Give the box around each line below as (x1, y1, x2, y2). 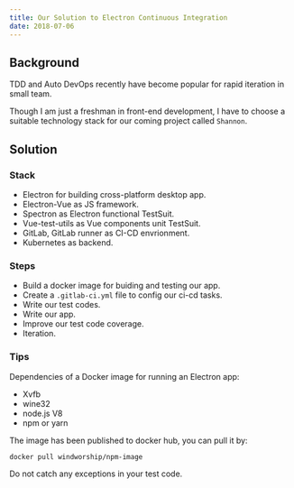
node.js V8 (22, 408, 63, 419)
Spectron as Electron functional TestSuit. (22, 208, 175, 219)
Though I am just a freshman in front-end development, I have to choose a (9, 106, 286, 117)
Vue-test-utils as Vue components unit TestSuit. (22, 218, 201, 228)
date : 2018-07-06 (9, 22, 75, 31)
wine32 (22, 398, 51, 409)
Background (9, 55, 79, 70)
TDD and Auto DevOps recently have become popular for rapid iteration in (9, 78, 285, 90)
